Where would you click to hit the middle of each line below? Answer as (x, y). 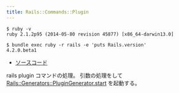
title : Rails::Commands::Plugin (48, 12)
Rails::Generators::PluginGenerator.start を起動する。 (73, 83)
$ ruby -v (19, 29)
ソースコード (31, 62)
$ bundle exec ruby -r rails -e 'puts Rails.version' (77, 45)
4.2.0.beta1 (21, 50)
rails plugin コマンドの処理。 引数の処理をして (65, 75)
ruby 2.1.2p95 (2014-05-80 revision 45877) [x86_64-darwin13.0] (90, 34)
